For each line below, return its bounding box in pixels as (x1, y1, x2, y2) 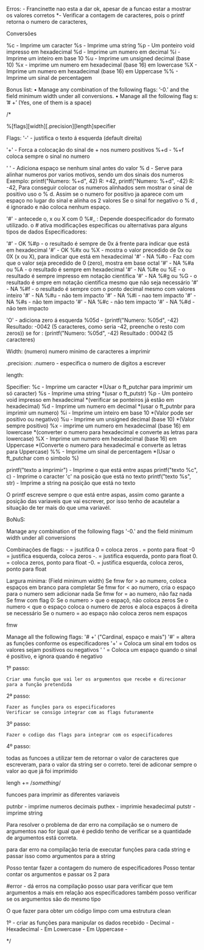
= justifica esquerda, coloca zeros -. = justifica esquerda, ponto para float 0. (6, 552, 198, 560)
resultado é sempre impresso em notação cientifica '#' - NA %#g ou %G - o (6, 273, 197, 279)
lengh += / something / (6, 779, 61, 786)
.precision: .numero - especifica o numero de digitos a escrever (6, 360, 166, 366)
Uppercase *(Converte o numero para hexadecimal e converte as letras (6, 441, 187, 449)
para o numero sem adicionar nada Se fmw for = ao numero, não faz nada (6, 590, 192, 597)
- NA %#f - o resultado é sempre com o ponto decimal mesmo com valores (6, 285, 196, 292)
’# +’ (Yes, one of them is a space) (6, 99, 92, 106)
